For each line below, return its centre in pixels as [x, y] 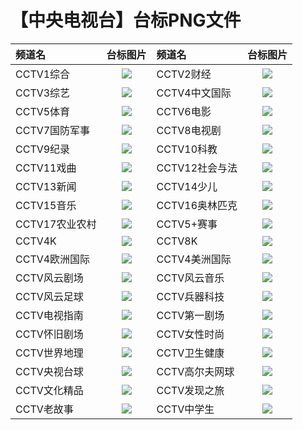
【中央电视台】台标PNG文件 [126, 20]
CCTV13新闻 [46, 186]
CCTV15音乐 [46, 205]
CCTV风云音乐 [190, 278]
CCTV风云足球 [49, 296]
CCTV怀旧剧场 [49, 334]
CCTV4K [36, 241]
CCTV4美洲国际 [194, 259]
